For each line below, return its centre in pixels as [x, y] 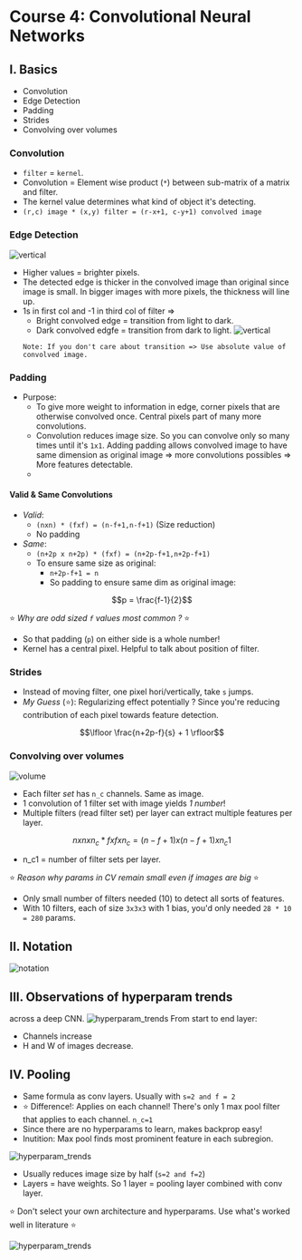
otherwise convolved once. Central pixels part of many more [149, 416]
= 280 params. [49, 918]
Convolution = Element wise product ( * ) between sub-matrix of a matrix [156, 182]
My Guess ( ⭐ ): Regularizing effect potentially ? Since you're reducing [151, 702]
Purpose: [39, 397]
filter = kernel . [53, 173]
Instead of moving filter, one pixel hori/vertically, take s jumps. [138, 692]
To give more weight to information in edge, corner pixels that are [158, 406]
